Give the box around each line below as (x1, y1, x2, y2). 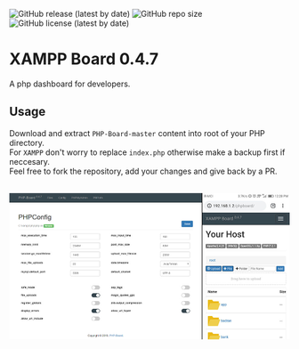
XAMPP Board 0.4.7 (9, 49, 159, 69)
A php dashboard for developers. (9, 78, 131, 89)
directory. (9, 137, 44, 148)
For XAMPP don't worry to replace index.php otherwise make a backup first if (9, 147, 286, 158)
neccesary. (9, 156, 51, 166)
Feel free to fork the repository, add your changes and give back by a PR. (9, 166, 278, 176)
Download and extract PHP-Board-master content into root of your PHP (9, 127, 265, 138)
